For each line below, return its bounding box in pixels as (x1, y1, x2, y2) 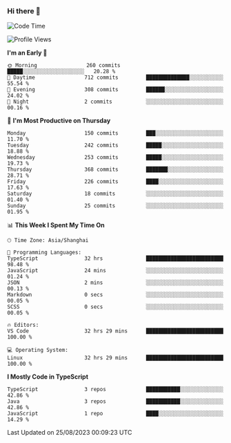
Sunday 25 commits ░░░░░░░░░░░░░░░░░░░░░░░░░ (7, 202, 224, 209)
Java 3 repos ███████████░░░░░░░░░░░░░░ (7, 398, 224, 405)
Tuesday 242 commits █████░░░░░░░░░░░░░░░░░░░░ (7, 142, 224, 149)
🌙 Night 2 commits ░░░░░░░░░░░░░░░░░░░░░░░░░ (7, 98, 224, 106)
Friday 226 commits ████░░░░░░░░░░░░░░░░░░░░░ (7, 178, 224, 185)
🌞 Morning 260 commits (7, 62, 121, 69)
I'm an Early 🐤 (7, 48, 48, 57)
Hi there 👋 (7, 6, 41, 16)
